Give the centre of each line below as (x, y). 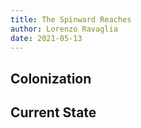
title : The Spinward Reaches (71, 19)
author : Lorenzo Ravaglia (64, 29)
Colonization (51, 78)
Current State (53, 112)
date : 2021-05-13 (46, 38)
